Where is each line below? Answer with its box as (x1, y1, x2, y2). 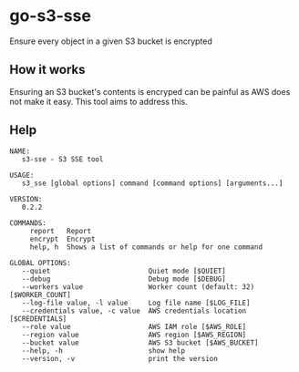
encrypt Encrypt (29, 234, 96, 243)
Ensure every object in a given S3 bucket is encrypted (9, 36, 212, 46)
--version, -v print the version (21, 354, 219, 363)
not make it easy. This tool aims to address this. (9, 96, 189, 107)
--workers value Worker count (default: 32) (21, 282, 255, 292)
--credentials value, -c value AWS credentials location (21, 306, 247, 315)
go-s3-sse (9, 5, 91, 26)
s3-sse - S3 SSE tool (21, 154, 104, 164)
